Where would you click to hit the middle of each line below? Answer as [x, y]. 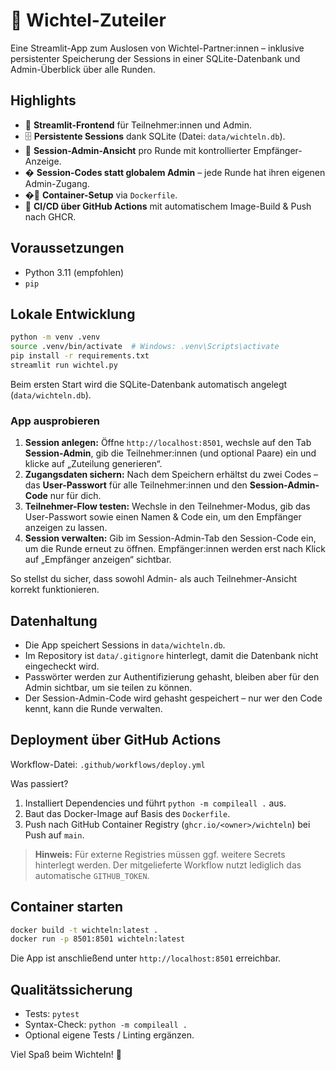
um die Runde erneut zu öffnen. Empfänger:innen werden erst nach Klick [175, 549]
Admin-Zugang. [57, 183]
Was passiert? [39, 783]
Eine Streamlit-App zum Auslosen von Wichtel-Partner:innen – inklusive [157, 48]
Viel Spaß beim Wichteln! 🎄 [66, 1055]
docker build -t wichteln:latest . [84, 930]
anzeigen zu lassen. [66, 528]
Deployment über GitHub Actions [116, 740]
